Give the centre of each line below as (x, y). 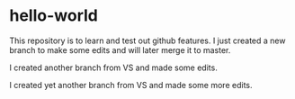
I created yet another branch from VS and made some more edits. (131, 85)
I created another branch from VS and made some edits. (113, 67)
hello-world (54, 16)
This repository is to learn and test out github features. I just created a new (147, 40)
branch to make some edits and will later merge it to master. (120, 49)
